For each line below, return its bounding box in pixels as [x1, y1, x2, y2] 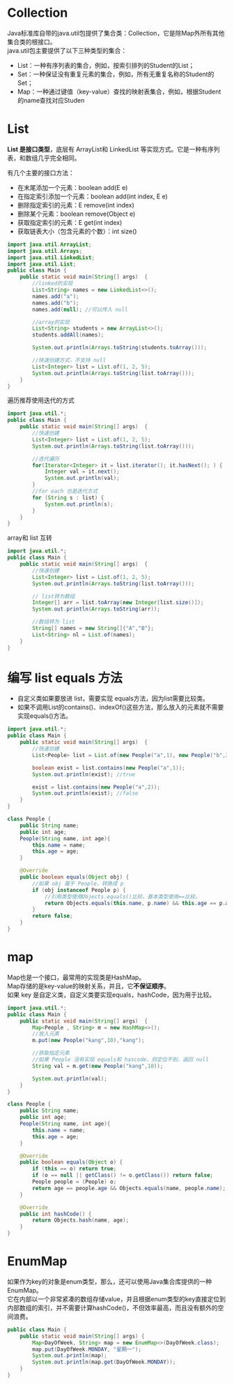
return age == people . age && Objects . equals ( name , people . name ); [32, 1185, 226, 1192]
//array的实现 [32, 318, 70, 325]
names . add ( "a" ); [32, 293, 79, 300]
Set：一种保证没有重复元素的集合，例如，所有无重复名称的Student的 [17, 70, 214, 78]
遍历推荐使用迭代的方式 [7, 396, 75, 404]
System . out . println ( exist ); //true [32, 770, 136, 778]
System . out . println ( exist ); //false [32, 790, 139, 797]
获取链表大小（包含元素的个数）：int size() [17, 227, 137, 235]
